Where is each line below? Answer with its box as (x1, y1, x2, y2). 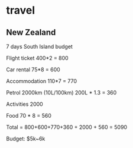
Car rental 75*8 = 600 (6, 66, 60, 73)
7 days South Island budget (6, 43, 73, 50)
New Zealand (6, 27, 56, 37)
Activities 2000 (6, 100, 43, 108)
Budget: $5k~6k (6, 135, 46, 142)
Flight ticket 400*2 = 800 (6, 55, 69, 61)
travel (6, 4, 35, 17)
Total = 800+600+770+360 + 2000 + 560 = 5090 (6, 124, 128, 131)
